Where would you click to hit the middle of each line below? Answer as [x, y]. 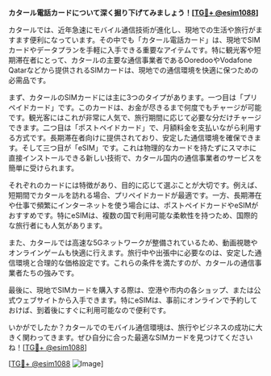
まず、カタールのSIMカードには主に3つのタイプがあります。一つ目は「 [126, 97]
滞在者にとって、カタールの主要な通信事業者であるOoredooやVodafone [133, 60]
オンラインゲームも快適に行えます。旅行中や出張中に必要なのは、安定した [132, 253]
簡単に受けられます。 [44, 168]
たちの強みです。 [50, 273]
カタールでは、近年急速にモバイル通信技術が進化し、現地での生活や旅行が [132, 30]
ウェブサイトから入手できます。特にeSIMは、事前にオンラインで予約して [136, 300]
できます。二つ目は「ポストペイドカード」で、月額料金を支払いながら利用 [132, 127]
